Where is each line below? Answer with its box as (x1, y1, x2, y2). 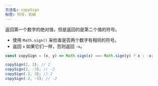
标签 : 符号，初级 (5, 12, 36, 17)
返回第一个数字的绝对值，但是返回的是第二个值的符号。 (5, 26, 119, 32)
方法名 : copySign (5, 7, 39, 12)
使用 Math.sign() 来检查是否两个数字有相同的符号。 (12, 37, 119, 43)
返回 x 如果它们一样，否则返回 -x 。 (12, 43, 85, 49)
